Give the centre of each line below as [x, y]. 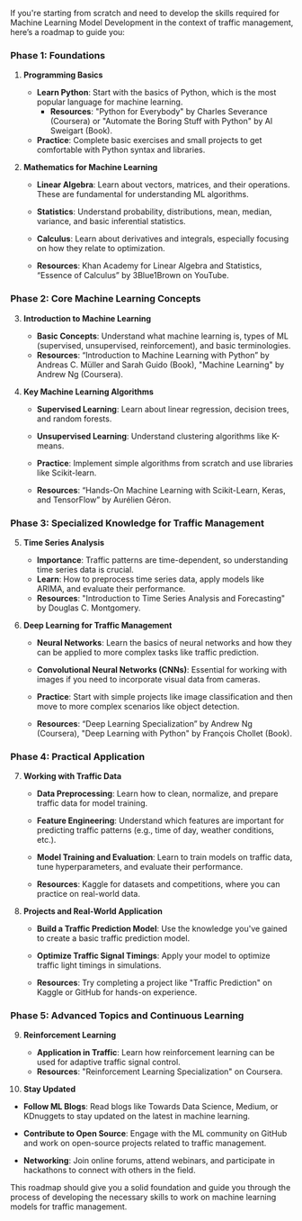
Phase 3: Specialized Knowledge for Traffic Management [137, 523]
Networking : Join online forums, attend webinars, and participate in [149, 1161]
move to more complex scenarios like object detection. [138, 706]
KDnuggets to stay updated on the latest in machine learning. [137, 1117]
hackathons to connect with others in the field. [109, 1171]
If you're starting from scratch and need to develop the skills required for [145, 13]
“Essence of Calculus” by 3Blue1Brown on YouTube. [133, 276]
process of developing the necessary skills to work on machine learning [143, 1198]
